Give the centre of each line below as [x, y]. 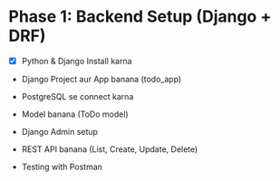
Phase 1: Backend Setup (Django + [140, 17]
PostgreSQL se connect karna [77, 96]
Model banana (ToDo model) [75, 114]
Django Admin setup [60, 132]
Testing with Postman [62, 167]
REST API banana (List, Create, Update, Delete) [110, 149]
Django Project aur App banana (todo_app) [101, 79]
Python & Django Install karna [77, 61]
